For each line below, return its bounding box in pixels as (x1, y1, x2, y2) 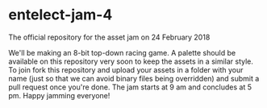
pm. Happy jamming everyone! (8, 90, 111, 100)
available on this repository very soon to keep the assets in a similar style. (8, 56, 254, 66)
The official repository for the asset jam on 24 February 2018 (8, 32, 211, 42)
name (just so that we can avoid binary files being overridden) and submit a (8, 73, 260, 83)
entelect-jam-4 (8, 6, 113, 24)
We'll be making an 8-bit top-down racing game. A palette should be (8, 48, 236, 57)
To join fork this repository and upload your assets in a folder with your (8, 64, 244, 74)
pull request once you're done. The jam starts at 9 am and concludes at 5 (8, 82, 252, 92)
